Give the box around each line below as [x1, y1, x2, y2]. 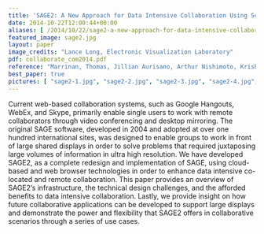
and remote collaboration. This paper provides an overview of [34, 174, 234, 184]
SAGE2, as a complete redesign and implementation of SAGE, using [8, 158, 226, 167]
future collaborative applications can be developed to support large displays [8, 199, 255, 209]
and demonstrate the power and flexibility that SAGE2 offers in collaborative [8, 208, 254, 217]
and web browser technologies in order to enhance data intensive [30, 166, 243, 176]
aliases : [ [8, 26, 44, 34]
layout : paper [8, 41, 55, 49]
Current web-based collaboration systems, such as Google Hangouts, [8, 99, 234, 109]
